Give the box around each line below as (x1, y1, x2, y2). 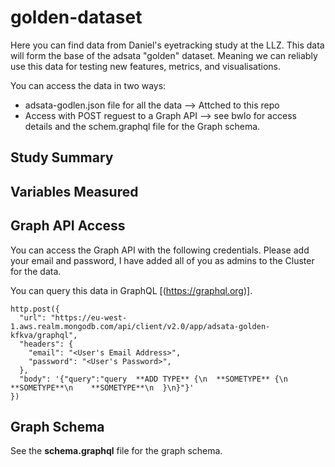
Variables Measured (10, 183, 139, 200)
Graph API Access (10, 217, 126, 235)
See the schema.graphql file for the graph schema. (10, 445, 223, 457)
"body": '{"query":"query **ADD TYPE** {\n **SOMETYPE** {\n (19, 374, 288, 384)
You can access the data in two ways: (10, 79, 167, 91)
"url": (19, 312, 47, 323)
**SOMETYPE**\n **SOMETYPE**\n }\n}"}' (10, 382, 195, 393)
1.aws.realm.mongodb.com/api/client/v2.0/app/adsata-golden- (10, 321, 271, 331)
